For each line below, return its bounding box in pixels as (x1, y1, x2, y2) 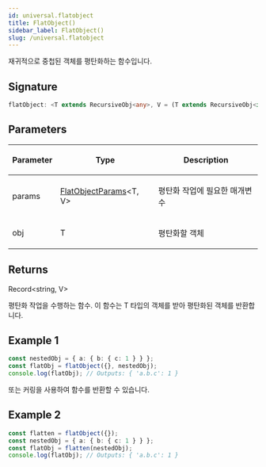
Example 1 (8, 334, 59, 347)
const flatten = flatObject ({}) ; (8, 429, 119, 437)
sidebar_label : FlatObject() (8, 26, 104, 34)
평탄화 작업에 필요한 (158, 185, 228, 196)
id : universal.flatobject (8, 11, 93, 20)
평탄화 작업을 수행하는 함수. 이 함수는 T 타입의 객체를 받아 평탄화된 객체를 (8, 300, 234, 310)
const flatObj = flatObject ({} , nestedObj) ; (8, 362, 158, 370)
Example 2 (8, 408, 61, 422)
